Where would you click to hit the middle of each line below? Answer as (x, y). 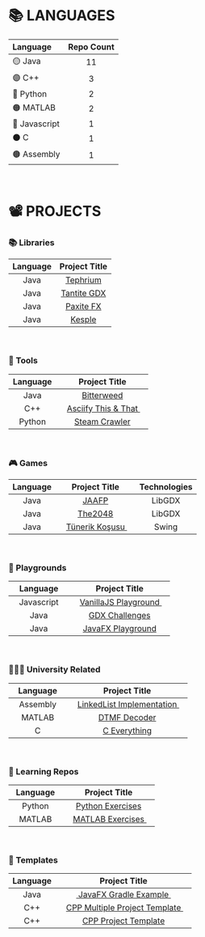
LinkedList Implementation (127, 704)
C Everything (127, 731)
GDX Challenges (119, 616)
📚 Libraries (31, 243)
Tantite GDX (83, 294)
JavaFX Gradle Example (123, 895)
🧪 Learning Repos (44, 771)
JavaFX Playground (120, 629)
